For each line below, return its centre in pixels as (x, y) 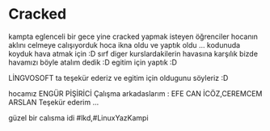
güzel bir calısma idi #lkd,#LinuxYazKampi (78, 117)
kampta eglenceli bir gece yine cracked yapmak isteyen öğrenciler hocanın (133, 36)
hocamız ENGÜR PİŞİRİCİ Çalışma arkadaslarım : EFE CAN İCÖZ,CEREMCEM (135, 93)
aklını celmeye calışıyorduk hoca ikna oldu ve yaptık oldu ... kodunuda (124, 44)
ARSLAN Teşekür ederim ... (54, 102)
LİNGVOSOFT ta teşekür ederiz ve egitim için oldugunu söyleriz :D (118, 78)
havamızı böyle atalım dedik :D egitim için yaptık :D (93, 62)
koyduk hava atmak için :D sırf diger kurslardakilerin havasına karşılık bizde (133, 53)
